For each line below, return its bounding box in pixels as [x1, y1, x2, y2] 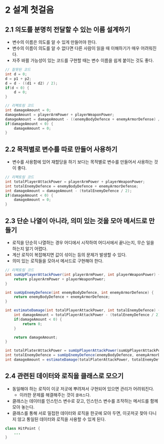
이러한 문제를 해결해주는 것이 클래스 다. [19, 392, 91, 398]
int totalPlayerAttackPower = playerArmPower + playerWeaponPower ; [5, 179, 145, 184]
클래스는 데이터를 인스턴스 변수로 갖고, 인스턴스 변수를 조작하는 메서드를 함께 [12, 398, 159, 404]
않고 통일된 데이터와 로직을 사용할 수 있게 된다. [17, 416, 106, 422]
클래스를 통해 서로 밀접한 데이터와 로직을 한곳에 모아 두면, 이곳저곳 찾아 [12, 410, 148, 416]
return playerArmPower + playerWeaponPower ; [14, 276, 106, 282]
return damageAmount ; [14, 335, 58, 340]
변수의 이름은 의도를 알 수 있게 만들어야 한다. [12, 39, 97, 45]
